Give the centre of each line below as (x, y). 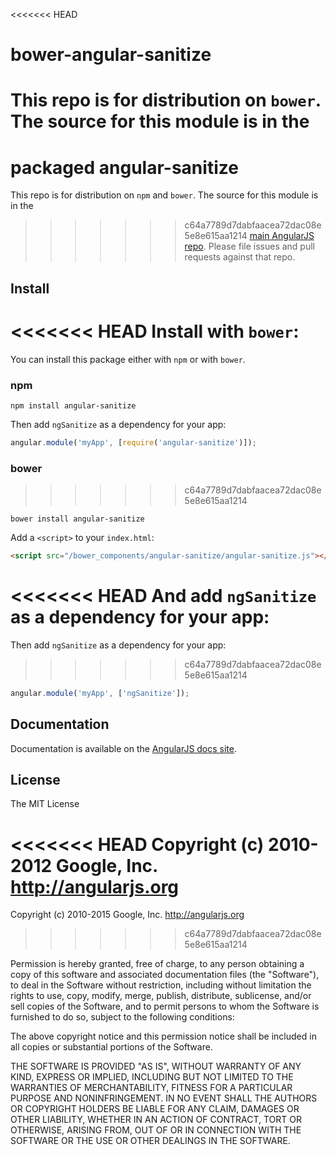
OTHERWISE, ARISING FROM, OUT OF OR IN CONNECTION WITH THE (156, 1130)
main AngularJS (282, 236)
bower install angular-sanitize (77, 519)
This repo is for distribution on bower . (166, 100)
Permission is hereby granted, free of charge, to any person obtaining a (157, 964)
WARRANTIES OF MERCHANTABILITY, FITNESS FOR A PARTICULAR (151, 1088)
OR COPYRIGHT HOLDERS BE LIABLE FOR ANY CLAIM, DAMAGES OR (155, 1109)
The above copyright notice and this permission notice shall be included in (163, 1036)
